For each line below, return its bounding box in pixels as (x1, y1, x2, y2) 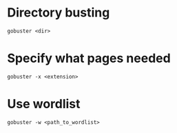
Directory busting (7, 5, 110, 21)
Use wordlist (7, 96, 81, 112)
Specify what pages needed (7, 50, 171, 66)
